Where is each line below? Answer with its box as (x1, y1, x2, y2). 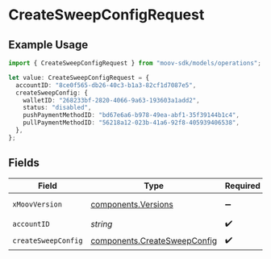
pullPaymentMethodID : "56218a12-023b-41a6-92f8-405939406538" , (23, 119, 240, 127)
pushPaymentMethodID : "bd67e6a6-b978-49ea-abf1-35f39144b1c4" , (23, 111, 240, 119)
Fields (8, 156, 40, 170)
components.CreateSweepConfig (90, 236, 218, 247)
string (90, 219, 113, 230)
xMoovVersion (12, 199, 63, 209)
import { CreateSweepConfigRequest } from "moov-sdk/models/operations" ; (8, 59, 262, 67)
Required (224, 180, 261, 191)
